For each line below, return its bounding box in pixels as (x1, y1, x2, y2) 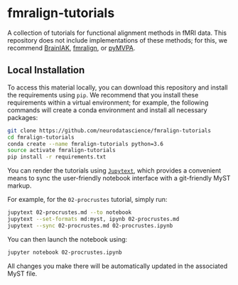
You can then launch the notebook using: (7, 235, 128, 243)
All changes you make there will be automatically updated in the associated (7, 262, 228, 270)
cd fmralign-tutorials (7, 134, 75, 141)
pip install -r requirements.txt (7, 154, 107, 161)
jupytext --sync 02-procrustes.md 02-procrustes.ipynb (7, 222, 173, 229)
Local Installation (7, 64, 85, 76)
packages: (7, 113, 38, 122)
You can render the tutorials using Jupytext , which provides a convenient (7, 166, 222, 175)
